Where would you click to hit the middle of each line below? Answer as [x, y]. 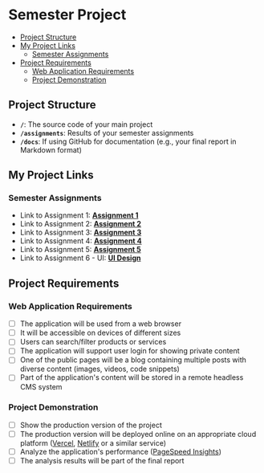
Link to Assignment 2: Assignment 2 [81, 224]
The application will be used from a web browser [101, 324]
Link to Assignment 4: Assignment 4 [81, 241]
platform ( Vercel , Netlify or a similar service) [93, 442]
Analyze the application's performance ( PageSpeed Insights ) [121, 451]
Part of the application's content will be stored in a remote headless [132, 377]
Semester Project [67, 15]
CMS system [41, 386]
